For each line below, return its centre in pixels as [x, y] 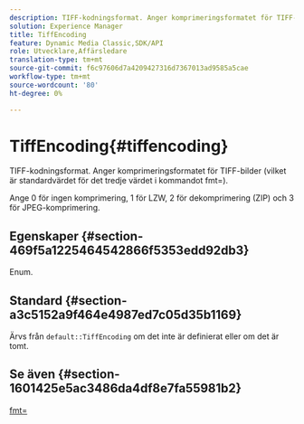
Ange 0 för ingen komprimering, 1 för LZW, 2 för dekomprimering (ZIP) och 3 [152, 198]
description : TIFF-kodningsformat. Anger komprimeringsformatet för [141, 18]
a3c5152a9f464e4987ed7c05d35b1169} [126, 314]
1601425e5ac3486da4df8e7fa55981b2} [126, 388]
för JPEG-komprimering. [55, 208]
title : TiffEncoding [48, 34]
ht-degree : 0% [36, 93]
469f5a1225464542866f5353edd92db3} [129, 250]
